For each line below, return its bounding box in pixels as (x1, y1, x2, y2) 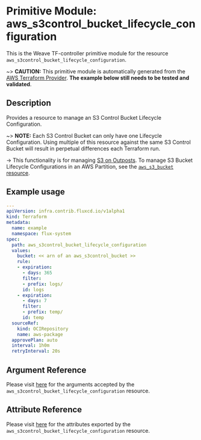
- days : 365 (22, 270, 52, 276)
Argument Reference (6, 365, 87, 375)
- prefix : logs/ (22, 281, 63, 287)
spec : (6, 236, 20, 242)
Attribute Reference (6, 404, 82, 415)
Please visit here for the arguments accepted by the (6, 381, 135, 388)
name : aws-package (17, 331, 63, 338)
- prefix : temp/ (22, 309, 63, 315)
